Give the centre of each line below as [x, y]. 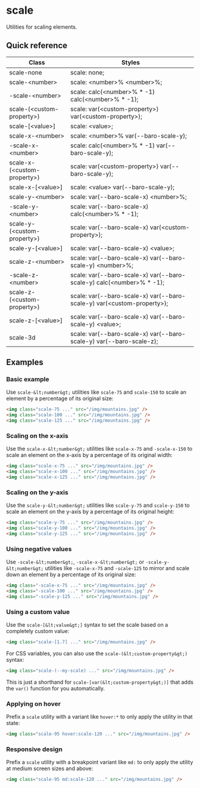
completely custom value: [38, 631]
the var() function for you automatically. [56, 688]
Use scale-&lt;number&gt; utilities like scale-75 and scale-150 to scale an [96, 392]
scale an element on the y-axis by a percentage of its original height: [90, 512]
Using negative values [39, 549]
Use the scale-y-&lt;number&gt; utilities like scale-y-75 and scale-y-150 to [98, 505]
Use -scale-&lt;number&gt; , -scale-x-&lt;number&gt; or [75, 562]
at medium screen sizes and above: [50, 768]
